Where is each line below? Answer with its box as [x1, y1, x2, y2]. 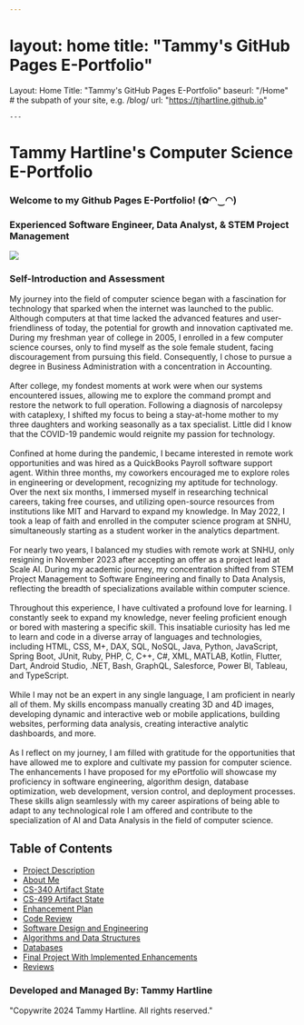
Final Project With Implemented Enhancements [22, 951, 198, 963]
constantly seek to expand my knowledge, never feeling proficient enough [9, 612, 288, 622]
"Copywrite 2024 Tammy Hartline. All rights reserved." [9, 1005, 213, 1016]
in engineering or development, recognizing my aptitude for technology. [9, 476, 279, 487]
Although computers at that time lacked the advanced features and [9, 313, 260, 323]
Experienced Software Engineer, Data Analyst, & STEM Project [9, 218, 289, 231]
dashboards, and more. [9, 728, 97, 739]
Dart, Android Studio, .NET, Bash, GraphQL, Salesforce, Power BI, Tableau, [9, 660, 289, 671]
